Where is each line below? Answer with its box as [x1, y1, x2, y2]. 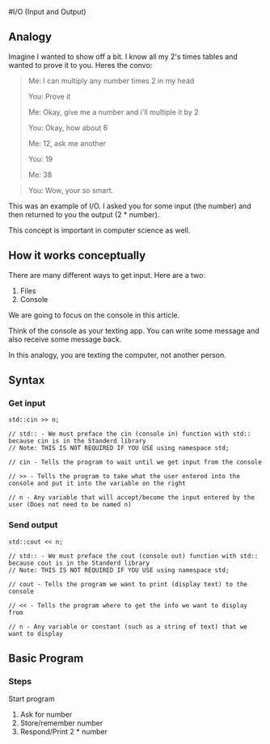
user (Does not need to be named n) [8, 501, 132, 509]
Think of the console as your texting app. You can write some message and [8, 326, 260, 335]
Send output [8, 519, 58, 531]
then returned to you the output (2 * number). [8, 209, 160, 219]
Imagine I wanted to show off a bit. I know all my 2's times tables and [8, 52, 238, 61]
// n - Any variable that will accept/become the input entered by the [8, 494, 255, 502]
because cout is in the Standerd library [8, 559, 150, 567]
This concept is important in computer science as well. [8, 225, 191, 235]
